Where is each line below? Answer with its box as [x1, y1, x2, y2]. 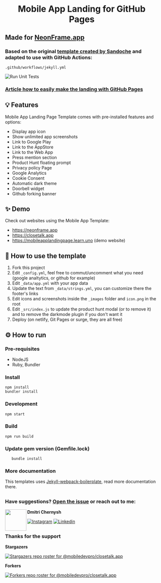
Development [5, 400, 38, 407]
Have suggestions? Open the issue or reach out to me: [5, 498, 136, 505]
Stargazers [5, 543, 28, 550]
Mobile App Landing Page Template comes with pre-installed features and [5, 114, 154, 120]
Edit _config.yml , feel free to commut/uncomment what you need [12, 270, 143, 276]
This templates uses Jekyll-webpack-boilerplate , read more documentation [5, 479, 156, 484]
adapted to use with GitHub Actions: [5, 54, 92, 61]
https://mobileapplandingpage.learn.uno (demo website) [12, 238, 125, 244]
